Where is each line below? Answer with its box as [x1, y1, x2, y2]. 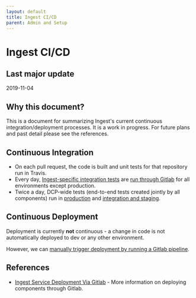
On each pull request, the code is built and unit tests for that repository [14, 163, 188, 170]
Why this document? [6, 102, 85, 112]
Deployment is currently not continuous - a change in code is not [6, 227, 165, 234]
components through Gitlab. [14, 284, 83, 291]
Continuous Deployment [6, 212, 98, 222]
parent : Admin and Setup [6, 20, 68, 26]
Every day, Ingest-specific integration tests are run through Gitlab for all [14, 176, 190, 183]
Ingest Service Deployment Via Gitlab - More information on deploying [14, 278, 187, 286]
